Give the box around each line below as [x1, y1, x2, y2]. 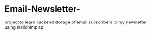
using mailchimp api [4, 24, 45, 30]
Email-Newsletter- [4, 3, 81, 14]
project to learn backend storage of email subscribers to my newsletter [4, 19, 147, 25]
